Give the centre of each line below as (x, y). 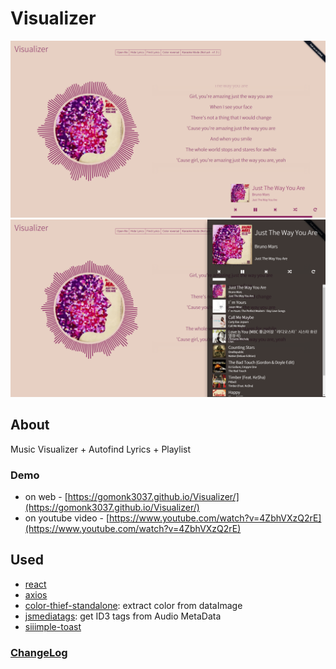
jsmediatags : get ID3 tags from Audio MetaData (123, 616)
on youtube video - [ (67, 518)
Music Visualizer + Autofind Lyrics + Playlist (101, 449)
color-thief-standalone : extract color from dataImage (133, 605)
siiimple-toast (53, 626)
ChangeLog (39, 652)
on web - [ (46, 497)
